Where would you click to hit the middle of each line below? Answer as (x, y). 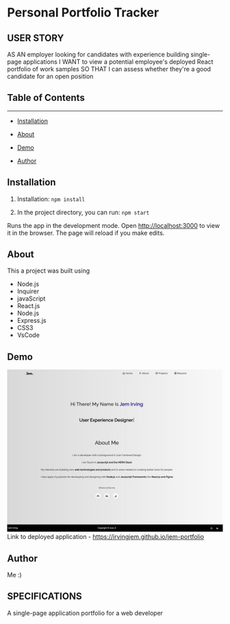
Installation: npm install (51, 199)
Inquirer (28, 291)
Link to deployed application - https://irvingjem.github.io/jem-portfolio (106, 537)
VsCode (28, 335)
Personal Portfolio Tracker (83, 13)
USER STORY (36, 38)
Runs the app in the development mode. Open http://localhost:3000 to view (114, 225)
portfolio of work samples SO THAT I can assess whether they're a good (109, 69)
